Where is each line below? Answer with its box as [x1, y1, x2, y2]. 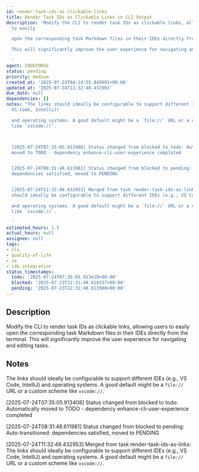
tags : [6, 241, 20, 248]
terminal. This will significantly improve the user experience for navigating [6, 335, 187, 342]
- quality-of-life [6, 252, 52, 258]
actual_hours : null [6, 230, 54, 236]
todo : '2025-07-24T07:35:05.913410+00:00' [11, 274, 118, 280]
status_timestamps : [6, 269, 54, 275]
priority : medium [6, 73, 49, 80]
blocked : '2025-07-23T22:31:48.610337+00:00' [11, 280, 126, 286]
